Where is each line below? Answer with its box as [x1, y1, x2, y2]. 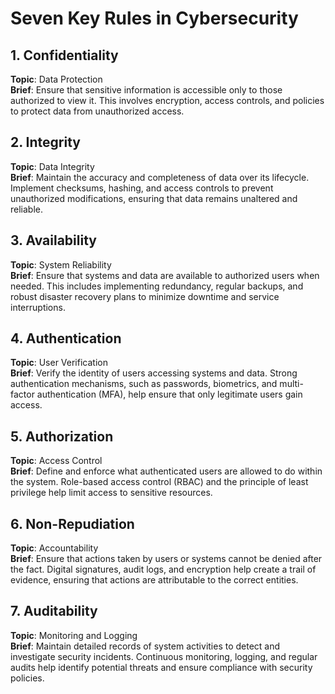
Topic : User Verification [10, 357, 108, 369]
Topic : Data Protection [10, 73, 103, 85]
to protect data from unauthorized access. [10, 105, 185, 117]
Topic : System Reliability [10, 258, 112, 271]
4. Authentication [10, 330, 122, 347]
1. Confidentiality [10, 47, 119, 64]
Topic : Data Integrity [10, 160, 95, 172]
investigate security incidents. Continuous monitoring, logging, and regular [10, 650, 318, 662]
